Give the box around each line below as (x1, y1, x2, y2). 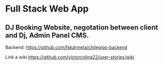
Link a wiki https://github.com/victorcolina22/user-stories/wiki (5, 54, 135, 60)
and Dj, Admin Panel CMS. (5, 31, 89, 39)
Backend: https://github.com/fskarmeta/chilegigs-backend (5, 44, 128, 50)
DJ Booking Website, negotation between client (5, 23, 158, 32)
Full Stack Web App (5, 3, 89, 15)
